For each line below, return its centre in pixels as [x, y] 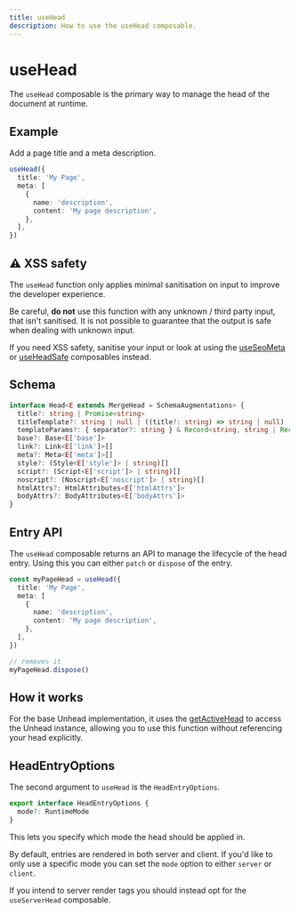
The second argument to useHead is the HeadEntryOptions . [115, 787]
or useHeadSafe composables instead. [80, 357]
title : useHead [37, 17]
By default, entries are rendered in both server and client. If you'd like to [141, 854]
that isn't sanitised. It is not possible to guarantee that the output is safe [140, 320]
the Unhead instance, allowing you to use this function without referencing [146, 728]
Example [34, 131]
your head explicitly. [46, 738]
